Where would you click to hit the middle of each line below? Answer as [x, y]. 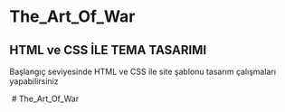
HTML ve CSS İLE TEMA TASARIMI [108, 50]
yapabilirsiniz [34, 81]
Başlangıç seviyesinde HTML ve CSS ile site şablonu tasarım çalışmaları [143, 71]
